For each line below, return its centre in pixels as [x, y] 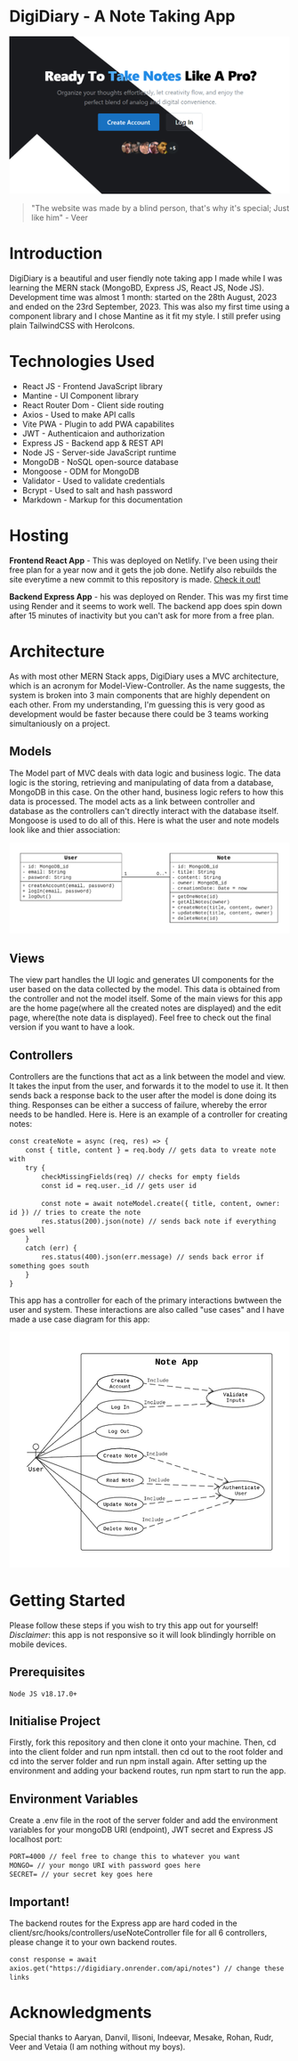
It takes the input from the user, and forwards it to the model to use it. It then [149, 1086]
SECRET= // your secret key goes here [81, 1875]
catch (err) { [51, 1249]
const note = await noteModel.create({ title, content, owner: [161, 1204]
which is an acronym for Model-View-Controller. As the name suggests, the [147, 685]
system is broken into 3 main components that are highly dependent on [140, 695]
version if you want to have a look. [72, 1027]
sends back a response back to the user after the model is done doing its [143, 1096]
